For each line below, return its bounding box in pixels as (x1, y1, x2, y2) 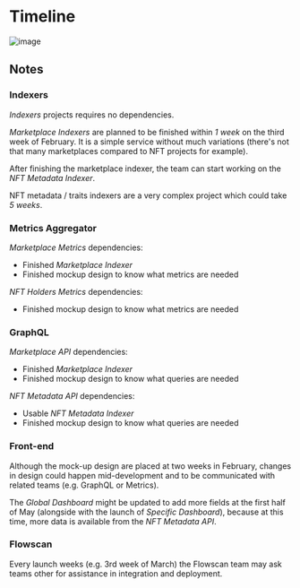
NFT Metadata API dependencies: (9, 391, 135, 402)
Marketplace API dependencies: (9, 347, 128, 358)
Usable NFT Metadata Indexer (21, 408, 134, 419)
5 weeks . (9, 199, 43, 210)
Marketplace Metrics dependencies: (9, 242, 143, 253)
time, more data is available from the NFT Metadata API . (9, 515, 217, 526)
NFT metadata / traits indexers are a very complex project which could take (9, 190, 287, 201)
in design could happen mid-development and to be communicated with (9, 470, 276, 480)
